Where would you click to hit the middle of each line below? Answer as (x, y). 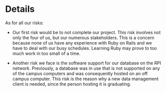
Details (20, 9)
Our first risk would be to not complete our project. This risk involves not (86, 32)
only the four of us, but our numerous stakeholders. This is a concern (83, 38)
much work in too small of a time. (46, 53)
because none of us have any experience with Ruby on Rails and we (82, 43)
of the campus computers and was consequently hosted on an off (80, 73)
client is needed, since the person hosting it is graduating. (72, 84)
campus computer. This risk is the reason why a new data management (85, 79)
